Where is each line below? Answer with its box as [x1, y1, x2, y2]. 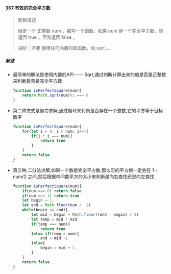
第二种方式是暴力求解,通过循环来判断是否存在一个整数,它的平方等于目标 [12, 107, 163, 113]
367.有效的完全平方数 [5, 5, 51, 11]
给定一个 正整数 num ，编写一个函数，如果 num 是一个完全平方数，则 [17, 28, 164, 34]
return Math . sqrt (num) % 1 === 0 [22, 93, 89, 98]
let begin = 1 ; [22, 198, 55, 203]
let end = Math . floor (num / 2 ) [22, 203, 91, 208]
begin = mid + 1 [40, 245, 75, 251]
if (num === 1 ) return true [22, 193, 80, 198]
